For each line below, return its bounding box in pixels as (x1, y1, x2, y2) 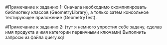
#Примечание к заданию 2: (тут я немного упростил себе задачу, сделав (5, 24, 162, 30)
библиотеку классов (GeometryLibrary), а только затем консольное (5, 9, 149, 15)
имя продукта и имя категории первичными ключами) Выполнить (5, 29, 146, 35)
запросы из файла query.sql (5, 34, 64, 40)
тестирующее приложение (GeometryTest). (5, 15, 97, 20)
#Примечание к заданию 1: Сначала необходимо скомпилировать (5, 4, 147, 10)
